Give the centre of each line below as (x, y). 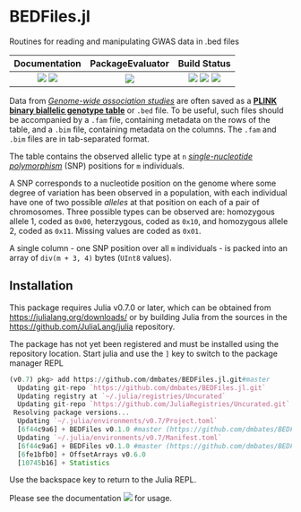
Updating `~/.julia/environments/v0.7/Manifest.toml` (120, 438)
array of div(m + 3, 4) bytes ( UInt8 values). (90, 257)
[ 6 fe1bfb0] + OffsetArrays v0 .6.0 (82, 455)
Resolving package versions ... (71, 413)
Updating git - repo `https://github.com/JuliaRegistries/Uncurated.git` (154, 404)
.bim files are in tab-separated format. (79, 139)
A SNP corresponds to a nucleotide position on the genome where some (143, 183)
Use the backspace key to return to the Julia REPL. (103, 480)
